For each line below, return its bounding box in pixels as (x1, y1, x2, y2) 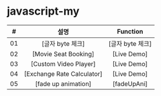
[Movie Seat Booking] (32, 50, 95, 58)
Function (116, 27, 143, 35)
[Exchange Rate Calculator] (24, 69, 103, 78)
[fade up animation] (35, 79, 92, 88)
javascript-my (7, 4, 80, 18)
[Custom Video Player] (30, 59, 96, 68)
